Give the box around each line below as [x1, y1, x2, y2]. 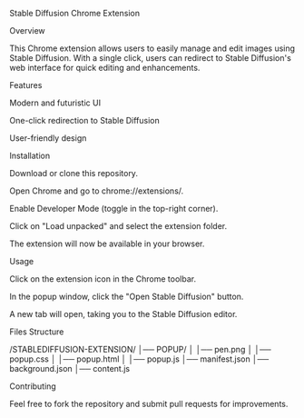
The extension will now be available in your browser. [9, 238, 205, 249]
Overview [9, 25, 45, 35]
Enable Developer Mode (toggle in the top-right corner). [9, 204, 219, 214]
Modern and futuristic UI [9, 97, 102, 108]
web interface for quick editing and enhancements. [9, 63, 201, 73]
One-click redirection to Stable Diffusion [9, 115, 161, 125]
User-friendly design [9, 133, 87, 144]
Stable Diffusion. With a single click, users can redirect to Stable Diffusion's [9, 53, 292, 63]
